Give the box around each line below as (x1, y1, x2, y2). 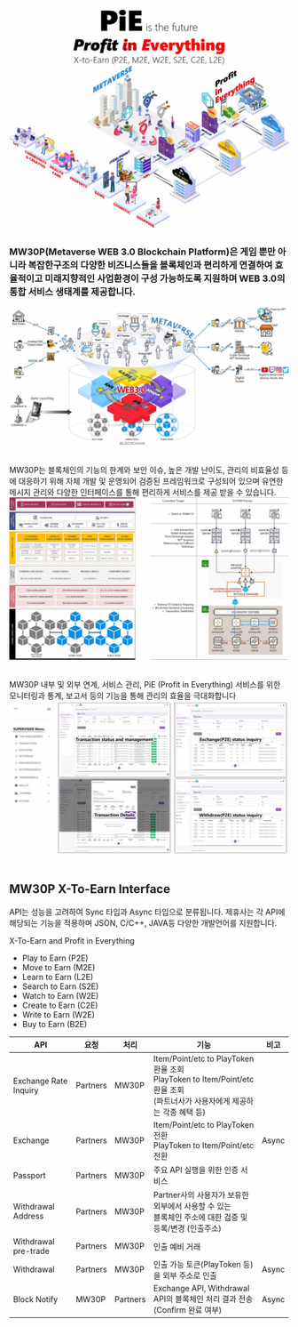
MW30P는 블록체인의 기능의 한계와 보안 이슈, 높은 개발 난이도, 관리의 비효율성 (9, 465, 279, 475)
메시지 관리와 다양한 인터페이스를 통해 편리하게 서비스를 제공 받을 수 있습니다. (9, 487, 277, 497)
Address (12, 1210, 44, 1221)
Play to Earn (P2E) (21, 953, 89, 963)
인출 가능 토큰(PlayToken (153, 1259, 241, 1269)
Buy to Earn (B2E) (21, 1018, 88, 1029)
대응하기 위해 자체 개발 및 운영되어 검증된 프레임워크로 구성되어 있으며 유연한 (18, 476, 284, 487)
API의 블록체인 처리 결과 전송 (153, 1293, 254, 1305)
